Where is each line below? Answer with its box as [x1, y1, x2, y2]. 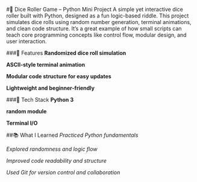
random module [6, 108, 47, 115]
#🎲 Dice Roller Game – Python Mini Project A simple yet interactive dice [6, 6, 184, 13]
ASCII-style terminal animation [6, 61, 86, 68]
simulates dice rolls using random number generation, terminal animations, [6, 19, 192, 25]
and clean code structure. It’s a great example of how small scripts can [6, 25, 182, 32]
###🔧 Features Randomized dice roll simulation [6, 49, 127, 57]
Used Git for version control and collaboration [6, 169, 120, 176]
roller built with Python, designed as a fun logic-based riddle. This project [6, 12, 189, 19]
